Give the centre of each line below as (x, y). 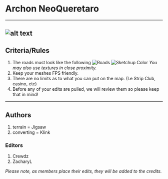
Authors (18, 115)
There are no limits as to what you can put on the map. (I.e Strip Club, (84, 79)
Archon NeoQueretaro (52, 9)
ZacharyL (22, 161)
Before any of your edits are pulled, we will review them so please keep (86, 89)
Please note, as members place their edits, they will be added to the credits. (83, 171)
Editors (14, 145)
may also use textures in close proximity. (54, 68)
